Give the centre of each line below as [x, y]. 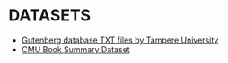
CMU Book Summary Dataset [76, 49]
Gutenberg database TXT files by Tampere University [120, 40]
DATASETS [50, 16]
